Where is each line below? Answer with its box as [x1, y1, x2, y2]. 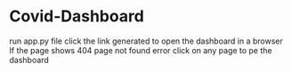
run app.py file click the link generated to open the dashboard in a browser [9, 36, 283, 46]
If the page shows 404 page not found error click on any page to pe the [9, 44, 272, 55]
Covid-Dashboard [9, 6, 144, 27]
